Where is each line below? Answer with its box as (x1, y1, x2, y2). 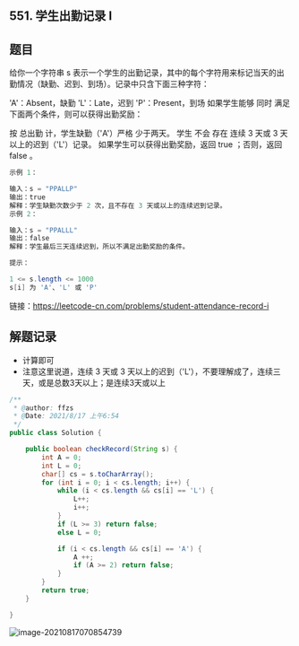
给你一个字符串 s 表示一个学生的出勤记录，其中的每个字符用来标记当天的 (9, 67, 278, 78)
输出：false (9, 234, 50, 243)
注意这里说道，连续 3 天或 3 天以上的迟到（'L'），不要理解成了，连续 (21, 366, 273, 377)
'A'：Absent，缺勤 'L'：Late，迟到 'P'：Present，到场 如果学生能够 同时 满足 (9, 98, 291, 109)
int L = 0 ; (41, 461, 82, 470)
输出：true (9, 192, 47, 202)
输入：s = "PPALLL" (9, 225, 78, 235)
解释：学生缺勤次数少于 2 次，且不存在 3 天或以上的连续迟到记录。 (9, 201, 226, 210)
